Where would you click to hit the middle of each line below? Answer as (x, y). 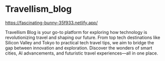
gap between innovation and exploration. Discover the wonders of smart (79, 48)
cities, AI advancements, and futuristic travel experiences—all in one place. (82, 53)
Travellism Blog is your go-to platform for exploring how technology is (76, 32)
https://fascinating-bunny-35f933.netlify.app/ (51, 23)
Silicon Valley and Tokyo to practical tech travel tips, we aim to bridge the (80, 42)
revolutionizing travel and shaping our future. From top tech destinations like (83, 37)
